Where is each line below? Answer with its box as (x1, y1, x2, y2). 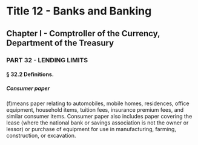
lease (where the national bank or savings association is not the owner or (6, 119, 189, 126)
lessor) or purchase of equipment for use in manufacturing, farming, (6, 126, 177, 133)
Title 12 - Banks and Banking (6, 4, 152, 18)
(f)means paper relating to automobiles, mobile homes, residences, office (6, 100, 190, 107)
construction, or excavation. (6, 132, 76, 140)
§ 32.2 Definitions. (6, 71, 54, 78)
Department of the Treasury (6, 37, 114, 48)
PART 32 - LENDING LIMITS (6, 56, 88, 64)
